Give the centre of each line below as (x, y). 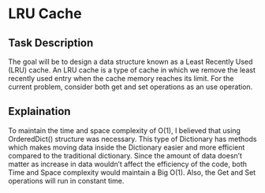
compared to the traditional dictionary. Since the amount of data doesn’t (125, 155)
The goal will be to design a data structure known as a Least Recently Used (131, 61)
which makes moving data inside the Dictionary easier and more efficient (127, 147)
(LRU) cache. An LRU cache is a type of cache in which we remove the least (132, 70)
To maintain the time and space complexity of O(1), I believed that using (124, 130)
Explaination (39, 111)
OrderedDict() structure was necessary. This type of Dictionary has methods (132, 139)
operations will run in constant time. (66, 180)
